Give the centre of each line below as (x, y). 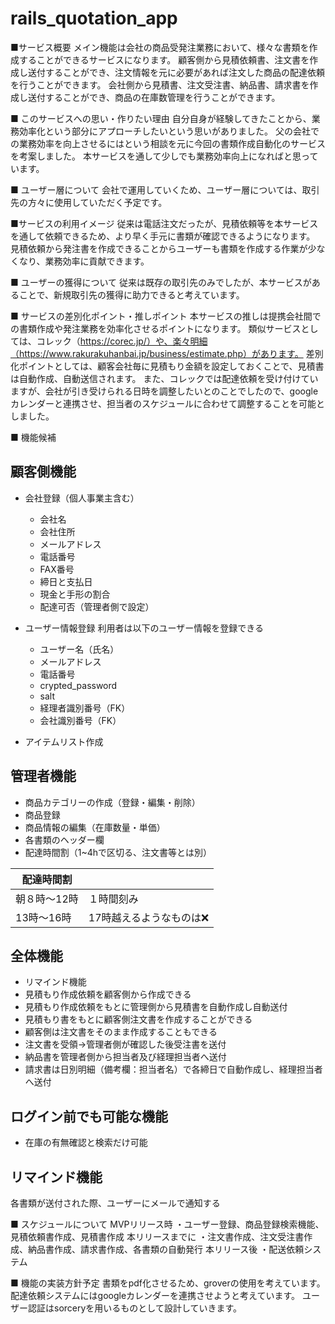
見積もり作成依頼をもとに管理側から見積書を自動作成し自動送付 (156, 1007)
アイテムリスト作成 (64, 741)
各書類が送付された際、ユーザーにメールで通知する (115, 1203)
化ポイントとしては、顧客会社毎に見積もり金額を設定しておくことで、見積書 (167, 366)
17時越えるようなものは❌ (149, 917)
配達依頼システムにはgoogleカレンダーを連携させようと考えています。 (155, 1295)
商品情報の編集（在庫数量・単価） (95, 827)
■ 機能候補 (33, 437)
